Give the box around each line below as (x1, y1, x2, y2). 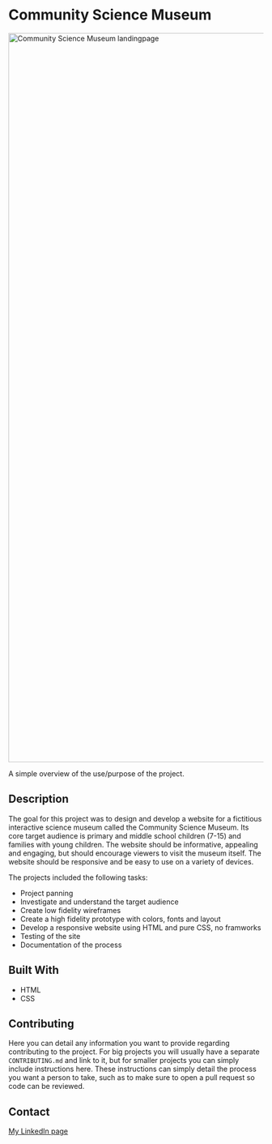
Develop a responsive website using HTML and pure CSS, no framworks (19, 922, 261, 933)
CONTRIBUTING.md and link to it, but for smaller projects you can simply (8, 1056, 240, 1065)
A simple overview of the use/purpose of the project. (8, 768, 185, 779)
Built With (8, 963, 59, 977)
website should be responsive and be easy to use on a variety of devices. (8, 856, 254, 866)
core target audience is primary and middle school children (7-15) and (8, 830, 241, 840)
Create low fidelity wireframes (19, 905, 121, 915)
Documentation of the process (19, 940, 122, 950)
